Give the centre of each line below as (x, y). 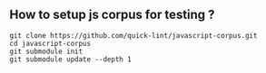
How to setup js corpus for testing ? (112, 15)
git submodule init (46, 51)
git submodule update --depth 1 (70, 59)
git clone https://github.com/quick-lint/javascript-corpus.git (133, 35)
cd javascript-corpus (50, 43)
